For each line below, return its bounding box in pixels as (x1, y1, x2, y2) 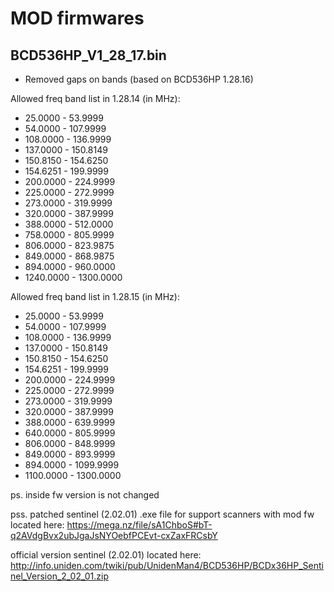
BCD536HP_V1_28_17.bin (10, 47, 167, 64)
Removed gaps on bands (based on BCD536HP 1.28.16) (24, 73, 254, 85)
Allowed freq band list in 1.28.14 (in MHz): (10, 93, 181, 104)
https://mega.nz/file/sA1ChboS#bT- (66, 519, 213, 531)
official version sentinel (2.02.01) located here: (10, 549, 202, 561)
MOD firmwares (10, 7, 145, 30)
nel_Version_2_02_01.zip (10, 570, 109, 582)
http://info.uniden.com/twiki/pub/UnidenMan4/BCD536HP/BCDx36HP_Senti (10, 560, 324, 571)
